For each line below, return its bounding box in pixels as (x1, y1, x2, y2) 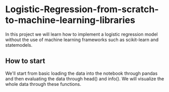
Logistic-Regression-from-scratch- (5, 4, 159, 15)
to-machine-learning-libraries (5, 14, 135, 26)
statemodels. (5, 42, 33, 48)
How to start (5, 57, 45, 66)
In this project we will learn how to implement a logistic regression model (5, 31, 158, 37)
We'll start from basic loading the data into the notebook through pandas (5, 70, 158, 76)
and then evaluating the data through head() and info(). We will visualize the (5, 75, 164, 82)
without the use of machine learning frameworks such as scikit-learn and (5, 37, 159, 43)
